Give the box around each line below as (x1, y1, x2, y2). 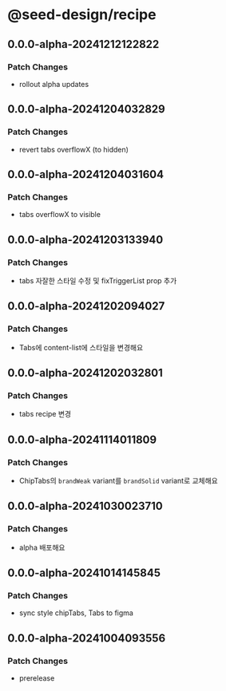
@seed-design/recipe (7, 6, 157, 24)
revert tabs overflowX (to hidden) (18, 144, 129, 154)
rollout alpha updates (18, 79, 89, 89)
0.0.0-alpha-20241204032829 (7, 102, 165, 116)
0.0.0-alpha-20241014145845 (7, 567, 161, 580)
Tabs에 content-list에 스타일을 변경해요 (18, 342, 144, 352)
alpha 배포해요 (18, 543, 65, 552)
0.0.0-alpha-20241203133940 (7, 233, 164, 247)
